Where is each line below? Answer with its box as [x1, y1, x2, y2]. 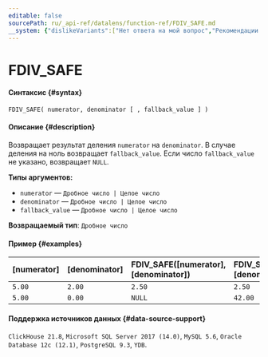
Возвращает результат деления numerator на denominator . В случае [8, 140, 236, 149]
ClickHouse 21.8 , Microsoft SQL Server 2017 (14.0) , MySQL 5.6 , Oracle [8, 331, 242, 341]
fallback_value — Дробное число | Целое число [19, 204, 178, 214]
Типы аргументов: [8, 173, 73, 182]
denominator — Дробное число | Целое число [19, 196, 167, 206]
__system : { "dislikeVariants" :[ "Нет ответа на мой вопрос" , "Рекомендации [8, 26, 259, 34]
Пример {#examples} [8, 239, 82, 248]
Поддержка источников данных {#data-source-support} [8, 313, 206, 323]
